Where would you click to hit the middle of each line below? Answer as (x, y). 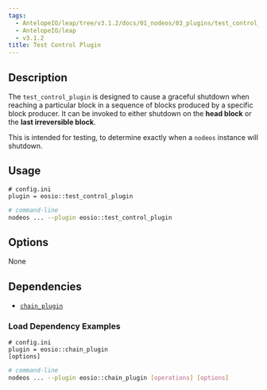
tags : (17, 16)
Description (38, 78)
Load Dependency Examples (64, 326)
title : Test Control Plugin (55, 45)
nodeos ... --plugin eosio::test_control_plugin (90, 217)
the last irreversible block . (52, 122)
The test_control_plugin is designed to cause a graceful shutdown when (129, 96)
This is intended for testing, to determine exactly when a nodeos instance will (133, 137)
